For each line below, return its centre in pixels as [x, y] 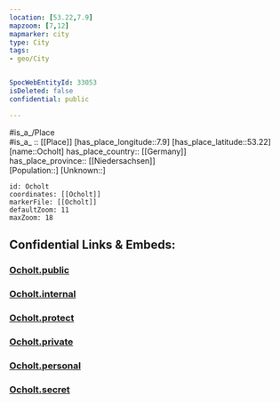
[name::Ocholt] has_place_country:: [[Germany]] [98, 151]
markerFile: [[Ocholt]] [53, 202]
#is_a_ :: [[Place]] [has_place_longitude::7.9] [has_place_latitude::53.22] [140, 141]
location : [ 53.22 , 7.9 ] [51, 17]
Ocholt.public [39, 270]
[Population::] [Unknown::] [58, 170]
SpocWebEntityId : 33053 [53, 83]
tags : [19, 51]
